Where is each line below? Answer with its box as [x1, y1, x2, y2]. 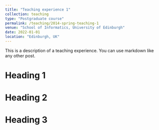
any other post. [5, 53, 35, 58]
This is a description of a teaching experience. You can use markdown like [5, 47, 154, 54]
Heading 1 [5, 70, 46, 81]
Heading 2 [5, 92, 48, 103]
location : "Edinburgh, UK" [5, 35, 60, 39]
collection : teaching [5, 12, 49, 17]
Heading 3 [5, 114, 48, 126]
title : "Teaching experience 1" [5, 7, 71, 12]
